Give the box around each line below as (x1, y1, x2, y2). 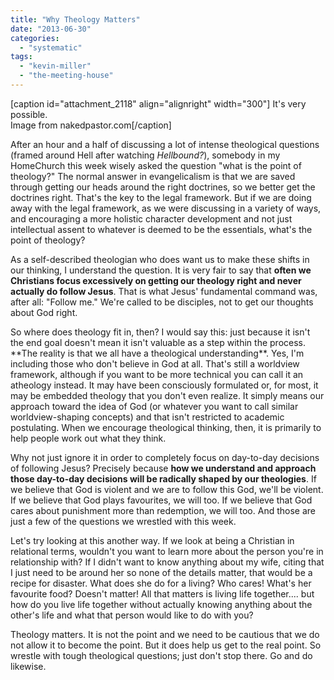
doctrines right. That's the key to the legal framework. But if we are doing (10, 191, 312, 203)
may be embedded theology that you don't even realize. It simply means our (10, 389, 325, 401)
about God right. (10, 306, 78, 318)
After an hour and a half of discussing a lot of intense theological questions (10, 138, 320, 150)
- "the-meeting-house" (19, 71, 114, 81)
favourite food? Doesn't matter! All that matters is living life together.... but (10, 587, 315, 600)
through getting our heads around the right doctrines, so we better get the (10, 181, 316, 193)
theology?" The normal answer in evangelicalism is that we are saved (10, 170, 296, 182)
